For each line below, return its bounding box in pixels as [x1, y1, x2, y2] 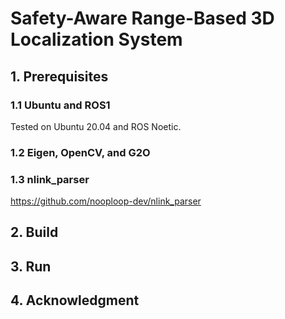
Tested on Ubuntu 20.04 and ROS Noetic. [10, 120, 182, 132]
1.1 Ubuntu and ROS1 [10, 98, 111, 112]
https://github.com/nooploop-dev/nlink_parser [10, 195, 202, 207]
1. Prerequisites [10, 68, 109, 85]
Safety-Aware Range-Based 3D [10, 7, 275, 30]
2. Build [10, 224, 59, 241]
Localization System [10, 28, 183, 51]
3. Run [10, 258, 52, 275]
